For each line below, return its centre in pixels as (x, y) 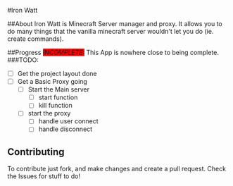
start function (58, 97)
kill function (55, 106)
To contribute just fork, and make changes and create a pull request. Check (117, 169)
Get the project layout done (57, 74)
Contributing (36, 152)
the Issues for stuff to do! (44, 176)
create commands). (36, 39)
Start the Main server (59, 89)
